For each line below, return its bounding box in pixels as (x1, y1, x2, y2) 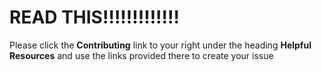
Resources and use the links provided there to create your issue (9, 49, 274, 61)
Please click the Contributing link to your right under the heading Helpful (9, 39, 312, 51)
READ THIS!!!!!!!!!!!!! (9, 6, 180, 29)
